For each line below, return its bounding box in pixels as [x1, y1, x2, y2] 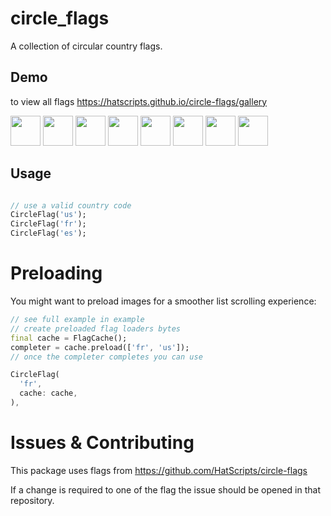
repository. [10, 494, 55, 506]
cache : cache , [19, 388, 78, 399]
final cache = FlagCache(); [10, 333, 128, 343]
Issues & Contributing [10, 432, 195, 454]
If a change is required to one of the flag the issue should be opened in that [10, 483, 322, 496]
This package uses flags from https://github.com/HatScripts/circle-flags [10, 464, 308, 476]
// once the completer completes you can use [10, 352, 203, 362]
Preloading [10, 262, 103, 285]
